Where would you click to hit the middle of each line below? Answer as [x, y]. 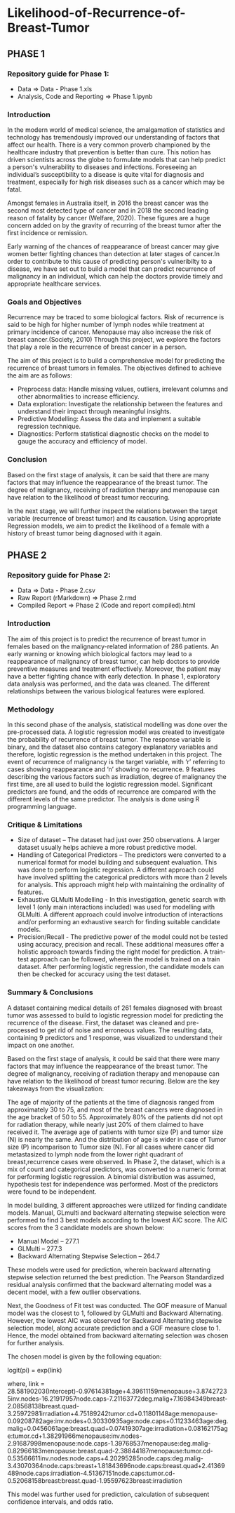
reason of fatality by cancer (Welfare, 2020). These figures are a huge [109, 218]
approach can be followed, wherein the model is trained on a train [125, 959]
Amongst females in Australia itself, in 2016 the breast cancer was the [108, 203]
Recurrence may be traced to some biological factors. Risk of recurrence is [116, 317]
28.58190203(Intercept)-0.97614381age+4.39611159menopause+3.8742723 [117, 1391]
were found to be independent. [52, 1192]
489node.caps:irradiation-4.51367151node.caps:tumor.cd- [91, 1473]
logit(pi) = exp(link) [35, 1370]
